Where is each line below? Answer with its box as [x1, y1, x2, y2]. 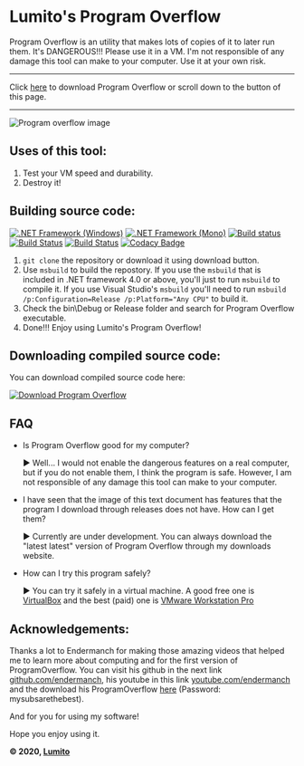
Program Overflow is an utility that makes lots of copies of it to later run [9, 36, 276, 47]
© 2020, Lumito [9, 746, 71, 757]
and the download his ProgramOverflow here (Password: [9, 684, 222, 694]
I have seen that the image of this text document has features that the [22, 494, 282, 505]
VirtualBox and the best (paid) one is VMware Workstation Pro [22, 595, 254, 606]
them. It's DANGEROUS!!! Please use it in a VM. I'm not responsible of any [9, 45, 285, 56]
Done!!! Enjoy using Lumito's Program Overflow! [22, 321, 202, 332]
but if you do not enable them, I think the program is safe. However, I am [22, 467, 292, 478]
